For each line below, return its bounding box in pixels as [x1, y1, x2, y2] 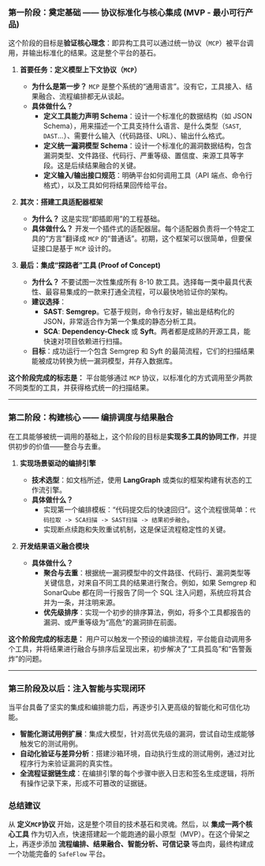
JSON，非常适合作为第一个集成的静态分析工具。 [43, 317, 201, 326]
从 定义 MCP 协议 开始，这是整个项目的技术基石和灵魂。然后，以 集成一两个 [8, 819, 246, 829]
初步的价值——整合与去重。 [14, 441, 105, 451]
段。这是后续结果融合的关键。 [43, 160, 140, 171]
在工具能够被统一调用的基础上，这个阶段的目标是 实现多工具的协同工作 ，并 [8, 431, 250, 441]
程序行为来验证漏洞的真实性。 [19, 759, 117, 768]
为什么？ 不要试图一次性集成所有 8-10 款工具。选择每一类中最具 [31, 277, 239, 287]
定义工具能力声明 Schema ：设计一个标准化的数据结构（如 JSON [43, 111, 252, 121]
